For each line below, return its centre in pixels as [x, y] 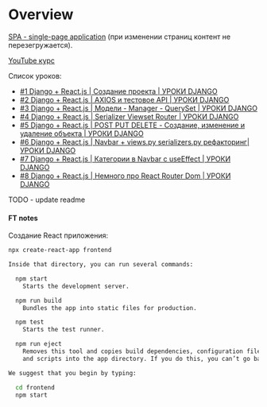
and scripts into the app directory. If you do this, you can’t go [136, 359]
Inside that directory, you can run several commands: [101, 265]
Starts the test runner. [64, 330]
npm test [30, 322]
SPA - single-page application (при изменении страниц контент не [120, 37]
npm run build [39, 300]
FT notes [23, 218]
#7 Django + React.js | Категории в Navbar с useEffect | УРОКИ [125, 159]
